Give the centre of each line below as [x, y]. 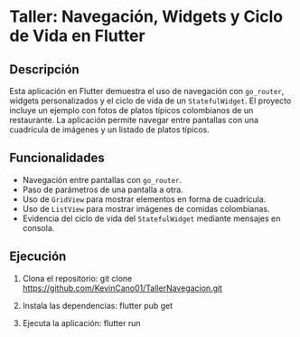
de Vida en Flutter [78, 36]
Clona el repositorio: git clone [77, 278]
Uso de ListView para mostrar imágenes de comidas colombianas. [146, 208]
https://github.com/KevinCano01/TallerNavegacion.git [122, 288]
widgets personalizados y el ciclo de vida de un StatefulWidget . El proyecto [150, 101]
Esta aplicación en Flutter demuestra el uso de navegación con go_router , [147, 91]
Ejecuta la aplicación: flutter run [81, 323]
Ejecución [38, 257]
